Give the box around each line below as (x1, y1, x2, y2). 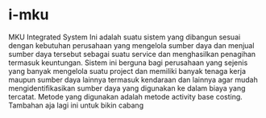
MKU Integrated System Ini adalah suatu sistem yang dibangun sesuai (8, 32, 241, 42)
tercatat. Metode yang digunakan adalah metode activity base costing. (8, 92, 243, 101)
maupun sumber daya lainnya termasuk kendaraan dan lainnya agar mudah (8, 75, 258, 84)
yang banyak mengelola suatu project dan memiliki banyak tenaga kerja (8, 66, 247, 75)
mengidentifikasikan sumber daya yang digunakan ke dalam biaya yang (8, 83, 246, 93)
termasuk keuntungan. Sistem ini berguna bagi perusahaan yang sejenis (8, 58, 248, 67)
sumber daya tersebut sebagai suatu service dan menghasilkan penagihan (8, 49, 256, 59)
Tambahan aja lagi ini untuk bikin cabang (8, 100, 143, 110)
